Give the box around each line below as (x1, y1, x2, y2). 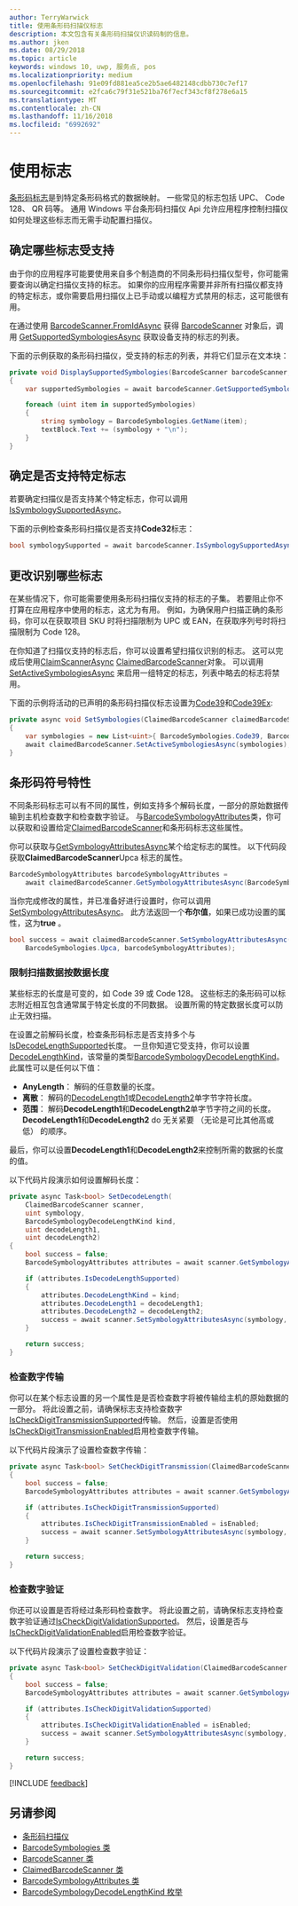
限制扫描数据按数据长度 (9, 966, 109, 979)
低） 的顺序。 (21, 1126, 72, 1137)
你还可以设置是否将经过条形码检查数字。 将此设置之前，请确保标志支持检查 (9, 1605, 284, 1616)
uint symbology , (25, 1209, 86, 1217)
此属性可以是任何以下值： (9, 1062, 103, 1074)
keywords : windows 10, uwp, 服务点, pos (9, 63, 157, 72)
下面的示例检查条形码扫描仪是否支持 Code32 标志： (9, 524, 195, 534)
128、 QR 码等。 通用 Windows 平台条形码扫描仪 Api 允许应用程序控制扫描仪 (9, 203, 288, 214)
